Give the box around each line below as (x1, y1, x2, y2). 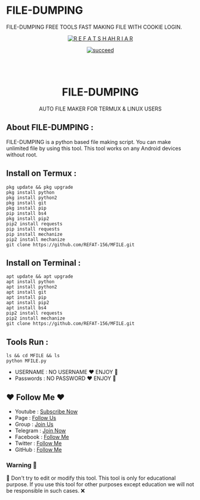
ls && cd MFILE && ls (6, 353, 60, 359)
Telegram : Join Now (14, 427, 66, 434)
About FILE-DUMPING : (6, 122, 94, 133)
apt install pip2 (6, 300, 50, 306)
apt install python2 (6, 284, 58, 290)
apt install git (6, 289, 47, 296)
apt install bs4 (6, 305, 47, 311)
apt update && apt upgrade (6, 274, 73, 280)
